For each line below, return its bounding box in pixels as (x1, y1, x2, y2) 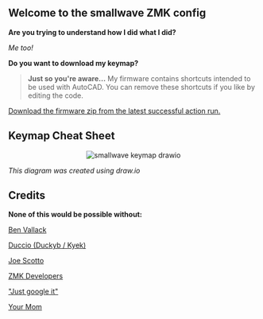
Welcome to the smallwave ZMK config (8, 6, 207, 20)
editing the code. (27, 91, 83, 100)
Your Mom (8, 302, 42, 312)
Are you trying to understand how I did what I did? (8, 27, 176, 37)
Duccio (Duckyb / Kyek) (8, 240, 87, 250)
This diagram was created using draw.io (8, 165, 141, 175)
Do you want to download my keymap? (8, 58, 139, 68)
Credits (8, 189, 46, 202)
